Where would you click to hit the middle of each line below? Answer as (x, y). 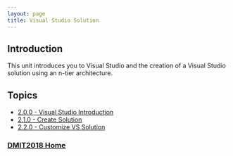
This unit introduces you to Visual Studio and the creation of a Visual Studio (117, 66)
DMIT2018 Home (37, 145)
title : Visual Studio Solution (53, 20)
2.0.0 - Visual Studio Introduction (65, 112)
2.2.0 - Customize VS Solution (61, 127)
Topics (23, 95)
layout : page (26, 14)
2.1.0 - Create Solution (50, 119)
